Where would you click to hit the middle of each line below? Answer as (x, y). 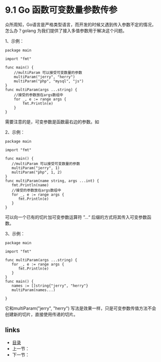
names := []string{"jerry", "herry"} (50, 286)
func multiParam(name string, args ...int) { (52, 181)
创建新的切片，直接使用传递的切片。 (41, 314)
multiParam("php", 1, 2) (37, 172)
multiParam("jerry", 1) (36, 168)
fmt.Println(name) (30, 185)
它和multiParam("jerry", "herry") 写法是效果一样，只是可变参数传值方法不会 (81, 308)
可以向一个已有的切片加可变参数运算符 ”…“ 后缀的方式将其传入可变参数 (76, 217)
